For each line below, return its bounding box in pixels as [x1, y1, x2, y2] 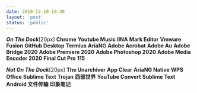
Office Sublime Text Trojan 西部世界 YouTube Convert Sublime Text [6, 73, 176, 81]
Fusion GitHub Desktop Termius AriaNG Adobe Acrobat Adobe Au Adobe [6, 42, 190, 49]
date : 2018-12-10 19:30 [6, 8, 65, 15]
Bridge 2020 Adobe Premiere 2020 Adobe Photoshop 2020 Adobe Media [6, 49, 191, 56]
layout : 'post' [6, 14, 44, 20]
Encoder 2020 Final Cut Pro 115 [6, 54, 85, 62]
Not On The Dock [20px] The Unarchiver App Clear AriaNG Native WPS [6, 66, 184, 73]
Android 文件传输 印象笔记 [6, 81, 71, 88]
